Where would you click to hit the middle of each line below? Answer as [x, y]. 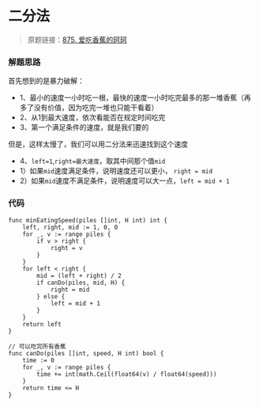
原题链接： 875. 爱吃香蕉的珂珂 [77, 40]
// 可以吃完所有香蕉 [37, 346]
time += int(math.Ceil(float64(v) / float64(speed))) [127, 374]
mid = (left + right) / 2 [79, 275]
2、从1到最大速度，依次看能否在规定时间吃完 [92, 118]
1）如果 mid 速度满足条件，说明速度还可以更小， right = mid [116, 171]
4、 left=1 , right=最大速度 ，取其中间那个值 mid [92, 161]
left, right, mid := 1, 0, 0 [70, 227]
